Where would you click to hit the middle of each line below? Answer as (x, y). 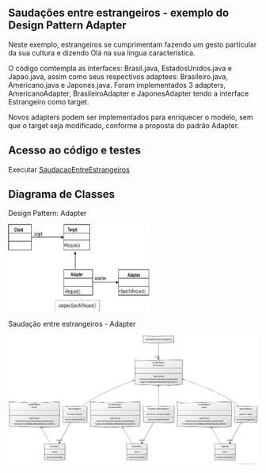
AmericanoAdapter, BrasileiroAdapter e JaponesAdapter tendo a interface (129, 93)
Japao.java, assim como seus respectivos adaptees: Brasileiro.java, (118, 76)
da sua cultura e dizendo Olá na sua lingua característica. (102, 53)
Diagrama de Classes (62, 194)
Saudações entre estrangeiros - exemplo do (119, 13)
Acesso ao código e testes (74, 151)
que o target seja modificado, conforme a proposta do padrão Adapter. (124, 125)
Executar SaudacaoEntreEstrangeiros (69, 169)
